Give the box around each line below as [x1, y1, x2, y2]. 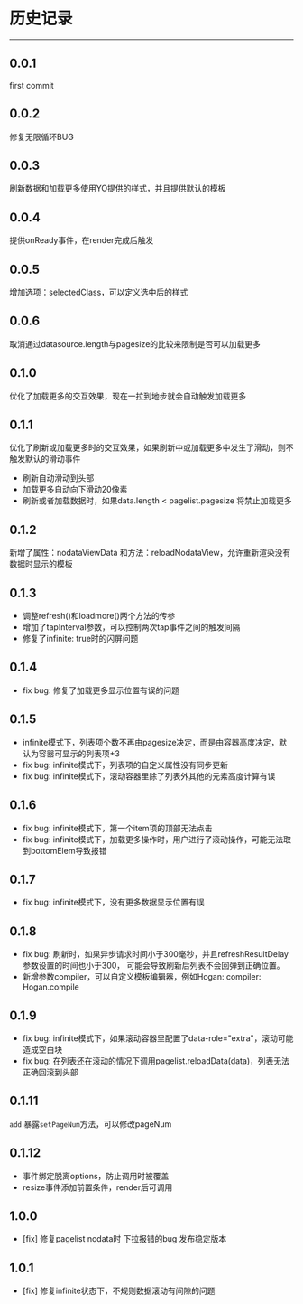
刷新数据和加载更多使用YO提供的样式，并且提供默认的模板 [9, 183, 226, 194]
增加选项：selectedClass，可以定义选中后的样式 [9, 286, 188, 297]
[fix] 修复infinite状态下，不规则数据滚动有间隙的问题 [22, 1285, 216, 1297]
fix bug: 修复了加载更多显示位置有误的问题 [22, 684, 180, 696]
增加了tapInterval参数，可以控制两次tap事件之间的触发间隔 [22, 622, 241, 633]
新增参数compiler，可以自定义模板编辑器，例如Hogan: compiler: [22, 971, 262, 982]
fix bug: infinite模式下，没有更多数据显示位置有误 [22, 896, 205, 908]
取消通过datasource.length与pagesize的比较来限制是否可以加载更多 [9, 338, 262, 349]
